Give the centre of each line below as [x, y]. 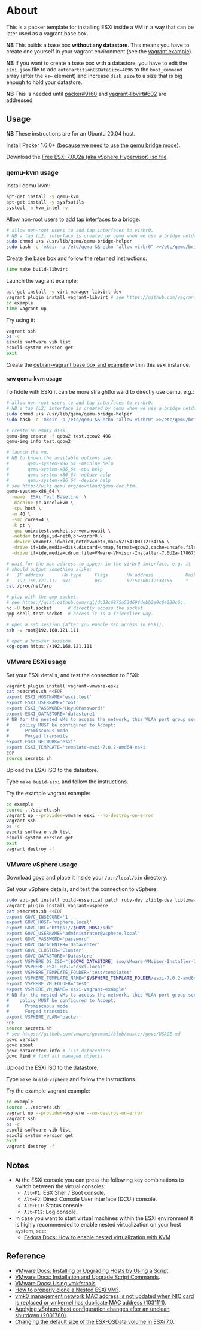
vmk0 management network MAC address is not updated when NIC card [104, 1296]
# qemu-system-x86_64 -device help [59, 480]
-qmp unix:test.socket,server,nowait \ [61, 531]
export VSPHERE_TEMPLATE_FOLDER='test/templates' [69, 973]
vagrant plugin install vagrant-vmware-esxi [63, 686]
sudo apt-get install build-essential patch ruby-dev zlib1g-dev [89, 900]
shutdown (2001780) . [41, 1315]
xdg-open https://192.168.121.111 [49, 647]
